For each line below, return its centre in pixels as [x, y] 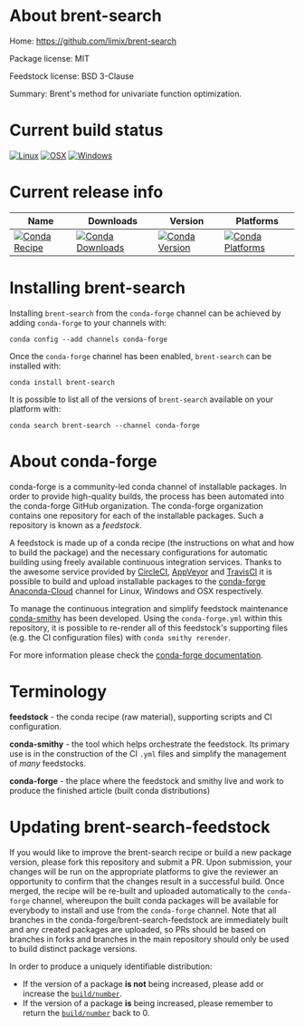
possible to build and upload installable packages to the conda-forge [138, 581]
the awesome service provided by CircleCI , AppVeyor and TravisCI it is [141, 572]
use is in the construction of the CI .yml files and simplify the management [148, 753]
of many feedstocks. [48, 763]
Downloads [113, 220]
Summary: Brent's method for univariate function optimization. [126, 93]
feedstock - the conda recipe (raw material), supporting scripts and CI [141, 717]
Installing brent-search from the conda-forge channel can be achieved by [146, 313]
